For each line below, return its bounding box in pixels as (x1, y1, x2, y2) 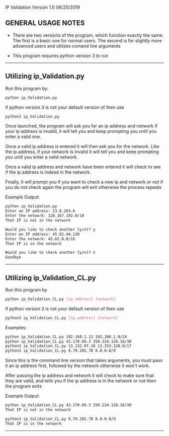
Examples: (5, 324, 27, 330)
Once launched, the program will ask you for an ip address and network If (5, 123, 158, 129)
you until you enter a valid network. (5, 154, 78, 160)
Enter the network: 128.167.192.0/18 (5, 213, 84, 219)
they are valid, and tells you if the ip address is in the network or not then (5, 378, 156, 384)
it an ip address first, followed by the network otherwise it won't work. (5, 362, 150, 369)
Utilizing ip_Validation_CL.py (5, 273, 97, 282)
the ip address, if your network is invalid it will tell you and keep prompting (5, 149, 159, 155)
